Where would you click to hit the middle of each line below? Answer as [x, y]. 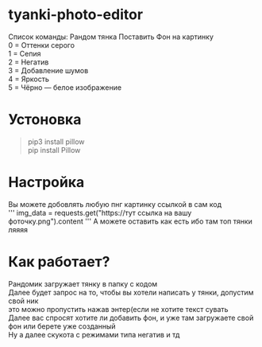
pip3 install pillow [56, 142]
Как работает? [59, 262]
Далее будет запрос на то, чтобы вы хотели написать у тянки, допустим [131, 292]
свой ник [23, 301]
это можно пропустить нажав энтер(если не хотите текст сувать [118, 309]
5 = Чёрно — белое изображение [65, 87]
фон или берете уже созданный [62, 326]
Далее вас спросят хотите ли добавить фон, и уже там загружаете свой [131, 318]
